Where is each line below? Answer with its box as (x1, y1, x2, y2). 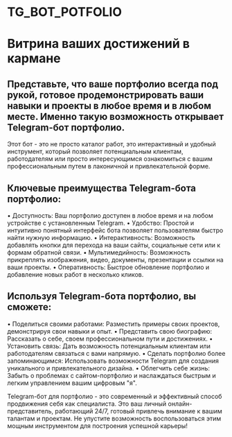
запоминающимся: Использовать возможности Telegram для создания (7, 357, 220, 365)
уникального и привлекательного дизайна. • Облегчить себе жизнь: (7, 363, 210, 372)
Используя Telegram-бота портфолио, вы (7, 291, 196, 302)
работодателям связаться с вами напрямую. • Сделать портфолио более (7, 349, 226, 357)
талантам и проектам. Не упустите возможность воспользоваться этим (7, 414, 222, 422)
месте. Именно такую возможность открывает (7, 110, 224, 122)
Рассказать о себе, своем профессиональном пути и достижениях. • (7, 334, 213, 343)
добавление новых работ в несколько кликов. (7, 271, 144, 278)
